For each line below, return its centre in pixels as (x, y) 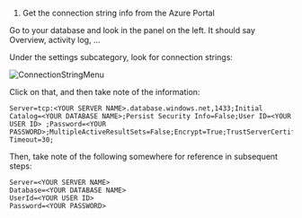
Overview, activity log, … (55, 40)
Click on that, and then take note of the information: (105, 92)
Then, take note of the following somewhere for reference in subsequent (144, 157)
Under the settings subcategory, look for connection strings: (121, 57)
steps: (21, 166)
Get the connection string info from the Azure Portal (119, 13)
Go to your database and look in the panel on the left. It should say (133, 30)
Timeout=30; (31, 140)
